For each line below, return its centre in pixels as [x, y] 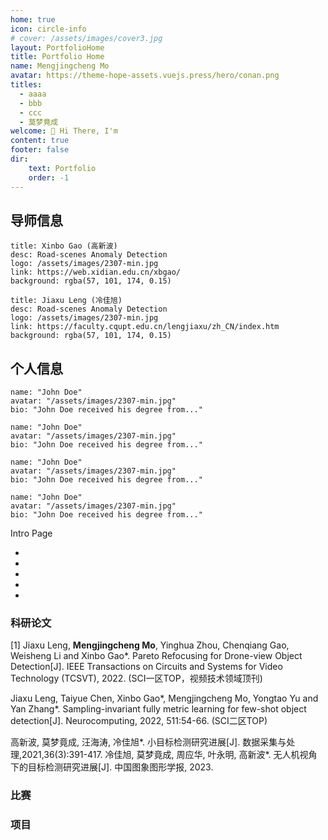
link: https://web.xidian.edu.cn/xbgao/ [96, 272]
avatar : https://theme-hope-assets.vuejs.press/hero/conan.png [145, 76]
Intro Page [31, 533]
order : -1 [49, 177]
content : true [40, 141]
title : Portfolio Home [57, 57]
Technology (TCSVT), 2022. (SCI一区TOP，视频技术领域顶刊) [136, 678]
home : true [33, 19]
